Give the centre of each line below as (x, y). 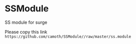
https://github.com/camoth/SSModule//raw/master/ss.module (68, 37)
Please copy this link (26, 32)
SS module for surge (26, 22)
